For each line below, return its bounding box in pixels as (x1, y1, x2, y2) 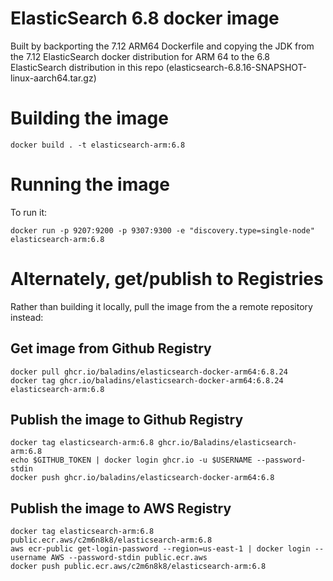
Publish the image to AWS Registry (10, 500, 232, 517)
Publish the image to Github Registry (10, 411, 244, 428)
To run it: (10, 206, 48, 218)
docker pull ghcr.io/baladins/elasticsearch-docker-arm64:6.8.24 (10, 367, 288, 377)
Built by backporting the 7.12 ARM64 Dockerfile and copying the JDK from (10, 40, 315, 52)
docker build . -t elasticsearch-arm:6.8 (10, 140, 186, 150)
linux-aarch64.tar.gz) (10, 72, 97, 84)
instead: (10, 311, 44, 323)
